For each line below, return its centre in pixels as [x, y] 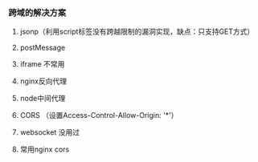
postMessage [43, 48]
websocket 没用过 [50, 132]
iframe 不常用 [42, 64]
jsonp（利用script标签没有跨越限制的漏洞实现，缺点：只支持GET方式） [137, 32]
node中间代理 [43, 99]
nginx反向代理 [43, 81]
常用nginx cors [45, 149]
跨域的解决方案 [37, 12]
